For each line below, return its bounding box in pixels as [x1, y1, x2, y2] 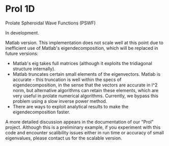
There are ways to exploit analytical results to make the [12, 103, 129, 109]
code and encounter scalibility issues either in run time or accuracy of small [5, 129, 164, 135]
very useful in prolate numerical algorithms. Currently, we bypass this [12, 93, 159, 99]
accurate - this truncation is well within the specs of [12, 76, 122, 82]
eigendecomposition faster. [12, 109, 70, 115]
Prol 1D [5, 3, 35, 15]
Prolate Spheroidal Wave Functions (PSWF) [5, 20, 96, 26]
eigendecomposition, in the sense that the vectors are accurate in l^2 [12, 82, 158, 88]
